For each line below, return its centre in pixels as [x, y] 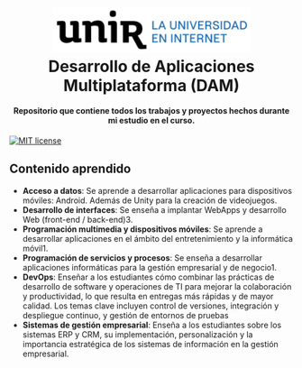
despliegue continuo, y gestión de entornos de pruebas [125, 315]
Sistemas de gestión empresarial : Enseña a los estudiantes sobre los [152, 325]
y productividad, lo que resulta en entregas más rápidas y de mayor [148, 296]
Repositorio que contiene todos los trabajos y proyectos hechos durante [151, 111]
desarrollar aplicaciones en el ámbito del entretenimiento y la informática [157, 238]
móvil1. [35, 248]
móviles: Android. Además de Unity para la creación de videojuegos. [150, 200]
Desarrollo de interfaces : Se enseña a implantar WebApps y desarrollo [154, 209]
